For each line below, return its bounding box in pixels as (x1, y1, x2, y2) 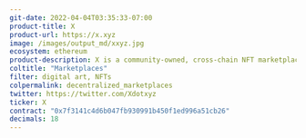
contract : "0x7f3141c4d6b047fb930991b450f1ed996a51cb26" (9, 106, 230, 115)
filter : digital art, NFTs (9, 73, 112, 82)
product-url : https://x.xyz (9, 30, 117, 39)
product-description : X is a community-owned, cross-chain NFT (9, 55, 255, 64)
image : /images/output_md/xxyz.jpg (9, 38, 145, 48)
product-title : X (9, 22, 76, 31)
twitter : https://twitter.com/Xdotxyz (9, 89, 157, 98)
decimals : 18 (9, 114, 59, 123)
